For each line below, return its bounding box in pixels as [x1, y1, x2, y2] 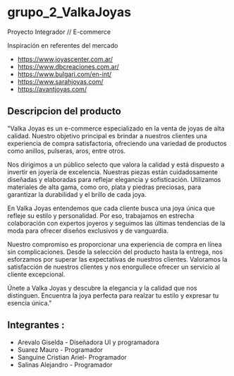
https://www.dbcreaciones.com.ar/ [17, 62, 120, 71]
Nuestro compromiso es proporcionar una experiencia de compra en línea [7, 240, 222, 248]
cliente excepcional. [7, 269, 66, 279]
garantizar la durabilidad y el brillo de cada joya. [7, 190, 147, 198]
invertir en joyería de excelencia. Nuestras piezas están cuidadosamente [7, 167, 218, 176]
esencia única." [7, 298, 52, 307]
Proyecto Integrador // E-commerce [7, 28, 111, 36]
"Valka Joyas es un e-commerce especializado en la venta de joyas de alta [7, 124, 225, 133]
